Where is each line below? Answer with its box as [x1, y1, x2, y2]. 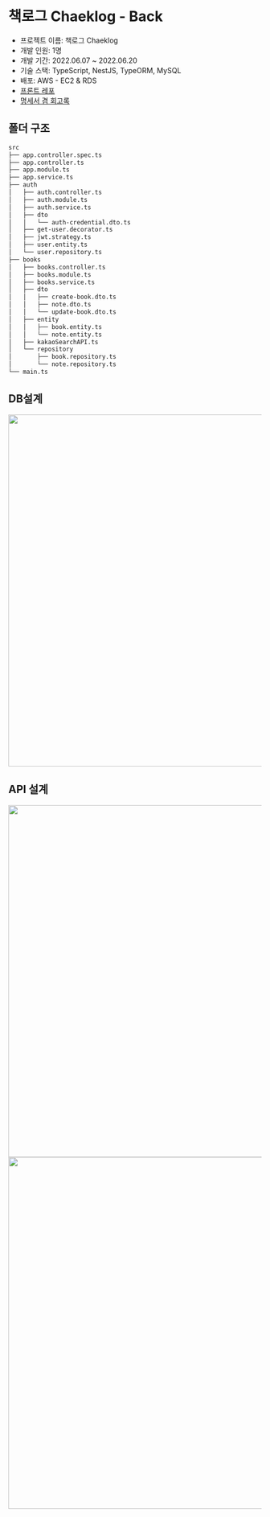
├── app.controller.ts [8, 158, 84, 166]
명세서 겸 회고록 [19, 96, 70, 105]
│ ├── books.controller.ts [8, 263, 106, 271]
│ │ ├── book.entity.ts [8, 323, 103, 331]
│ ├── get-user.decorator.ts [8, 226, 113, 234]
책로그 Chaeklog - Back [8, 7, 163, 26]
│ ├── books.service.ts [8, 278, 95, 286]
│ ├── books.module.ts [8, 270, 92, 278]
